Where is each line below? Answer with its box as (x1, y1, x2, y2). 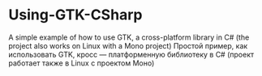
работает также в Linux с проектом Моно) (8, 58, 155, 68)
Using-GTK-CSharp (8, 6, 143, 24)
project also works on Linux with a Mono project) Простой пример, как (8, 40, 248, 50)
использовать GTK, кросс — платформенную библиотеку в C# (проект (8, 49, 254, 59)
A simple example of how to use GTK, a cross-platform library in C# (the (8, 32, 250, 42)
